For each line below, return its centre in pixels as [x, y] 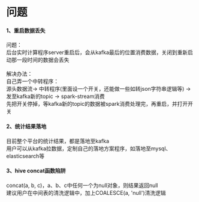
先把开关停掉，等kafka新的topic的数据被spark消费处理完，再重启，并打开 [97, 104]
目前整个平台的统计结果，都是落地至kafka [58, 141]
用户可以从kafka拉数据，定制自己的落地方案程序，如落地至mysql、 [89, 148]
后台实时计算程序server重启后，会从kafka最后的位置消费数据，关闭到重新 [97, 52]
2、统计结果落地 [26, 126]
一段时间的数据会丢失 [43, 60]
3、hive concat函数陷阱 [36, 171]
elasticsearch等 [25, 156]
